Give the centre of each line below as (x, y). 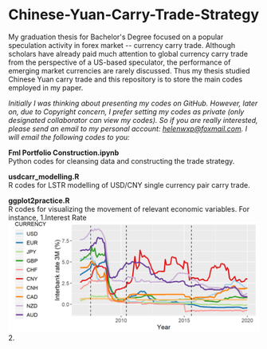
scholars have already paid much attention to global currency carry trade (128, 54)
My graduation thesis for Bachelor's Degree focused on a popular (116, 37)
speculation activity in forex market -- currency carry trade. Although (122, 45)
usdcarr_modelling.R (44, 176)
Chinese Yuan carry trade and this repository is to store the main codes (126, 79)
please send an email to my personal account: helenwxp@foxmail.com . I (128, 129)
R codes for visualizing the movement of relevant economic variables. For (129, 208)
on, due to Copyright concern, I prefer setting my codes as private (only (126, 111)
